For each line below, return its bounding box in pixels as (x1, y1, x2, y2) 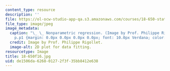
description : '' (5, 12, 39, 17)
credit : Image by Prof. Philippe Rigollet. (10, 40, 103, 45)
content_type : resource (5, 7, 56, 12)
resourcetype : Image (5, 49, 49, 54)
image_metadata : (5, 26, 39, 31)
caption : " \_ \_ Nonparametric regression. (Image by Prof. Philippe (10, 30, 159, 35)
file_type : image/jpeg (5, 21, 53, 26)
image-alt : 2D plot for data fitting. (10, 44, 92, 49)
